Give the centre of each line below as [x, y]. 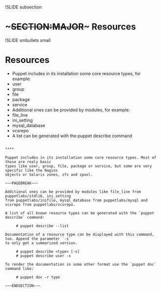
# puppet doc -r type [38, 277]
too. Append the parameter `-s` [38, 239]
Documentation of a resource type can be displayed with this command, [80, 234]
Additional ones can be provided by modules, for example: [71, 110]
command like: [20, 269]
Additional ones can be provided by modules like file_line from [73, 192]
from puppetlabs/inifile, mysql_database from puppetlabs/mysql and [76, 200]
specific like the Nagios [31, 170]
